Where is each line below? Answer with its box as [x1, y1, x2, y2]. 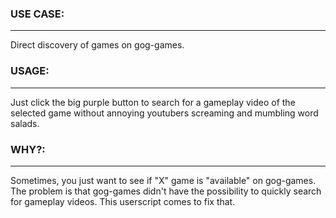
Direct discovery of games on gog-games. [10, 39, 185, 51]
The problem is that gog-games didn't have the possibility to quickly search [10, 185, 322, 197]
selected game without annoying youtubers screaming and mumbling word [10, 107, 319, 119]
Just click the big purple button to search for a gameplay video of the [10, 96, 296, 108]
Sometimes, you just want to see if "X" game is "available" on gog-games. [10, 174, 317, 186]
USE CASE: [10, 7, 65, 21]
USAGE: [10, 64, 50, 78]
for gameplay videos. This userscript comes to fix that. [10, 195, 236, 207]
